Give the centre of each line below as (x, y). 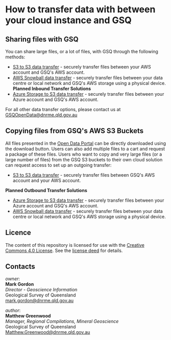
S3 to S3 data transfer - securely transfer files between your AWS (82, 67)
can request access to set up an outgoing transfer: (58, 165)
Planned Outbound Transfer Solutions (46, 190)
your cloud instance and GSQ (68, 20)
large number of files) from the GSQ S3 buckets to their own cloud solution (84, 159)
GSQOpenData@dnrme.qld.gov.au (41, 115)
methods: (15, 57)
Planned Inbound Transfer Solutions (52, 89)
